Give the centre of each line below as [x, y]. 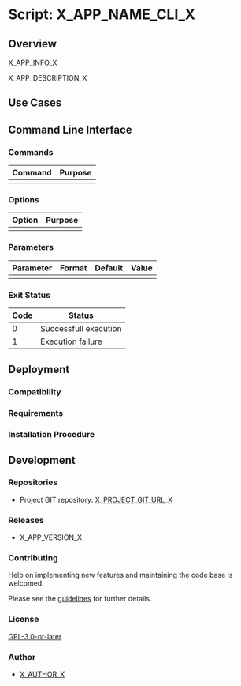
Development [42, 460]
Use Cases [35, 103]
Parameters [31, 247]
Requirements [36, 413]
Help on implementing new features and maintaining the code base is [120, 575]
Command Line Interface [70, 129]
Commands [31, 152]
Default [109, 268]
